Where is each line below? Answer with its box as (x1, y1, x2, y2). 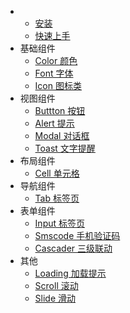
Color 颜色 (34, 55, 78, 66)
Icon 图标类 (34, 80, 82, 91)
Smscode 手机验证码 (34, 230, 121, 241)
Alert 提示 (34, 117, 75, 129)
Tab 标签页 (34, 192, 80, 204)
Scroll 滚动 (34, 280, 79, 291)
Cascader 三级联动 (34, 242, 113, 254)
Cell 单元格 (34, 167, 80, 179)
